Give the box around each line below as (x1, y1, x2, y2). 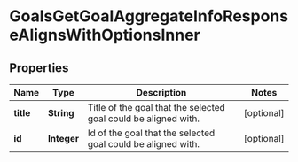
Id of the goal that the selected (87, 127, 216, 139)
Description (136, 87, 187, 98)
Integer (47, 133, 80, 144)
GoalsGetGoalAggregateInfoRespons (9, 6, 289, 27)
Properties (9, 60, 69, 75)
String (47, 107, 74, 119)
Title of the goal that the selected (87, 102, 226, 113)
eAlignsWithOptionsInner (9, 25, 201, 45)
